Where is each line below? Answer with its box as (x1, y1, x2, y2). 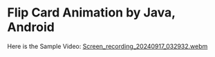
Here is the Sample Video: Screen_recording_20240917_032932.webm (7, 42, 208, 50)
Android (7, 19, 55, 35)
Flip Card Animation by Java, (7, 5, 176, 21)
